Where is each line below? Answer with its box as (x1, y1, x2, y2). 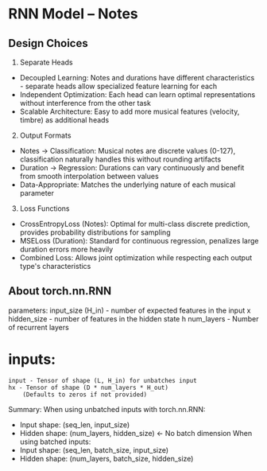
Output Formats (19, 130, 72, 140)
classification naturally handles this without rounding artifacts (19, 154, 222, 164)
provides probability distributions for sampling (19, 228, 171, 237)
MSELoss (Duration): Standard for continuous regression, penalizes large (19, 236, 260, 245)
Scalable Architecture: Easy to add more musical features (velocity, (19, 107, 240, 116)
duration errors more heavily (19, 244, 114, 254)
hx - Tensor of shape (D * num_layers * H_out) (8, 383, 169, 391)
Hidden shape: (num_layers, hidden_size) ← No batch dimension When (19, 428, 253, 438)
